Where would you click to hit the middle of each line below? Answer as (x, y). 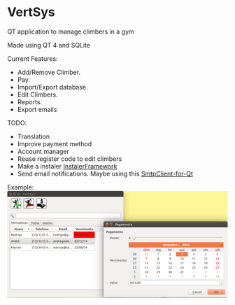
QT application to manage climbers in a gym (71, 31)
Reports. (30, 101)
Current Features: (33, 58)
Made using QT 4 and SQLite (49, 45)
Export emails (37, 109)
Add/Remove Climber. (49, 72)
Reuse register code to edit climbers (70, 159)
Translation (34, 136)
